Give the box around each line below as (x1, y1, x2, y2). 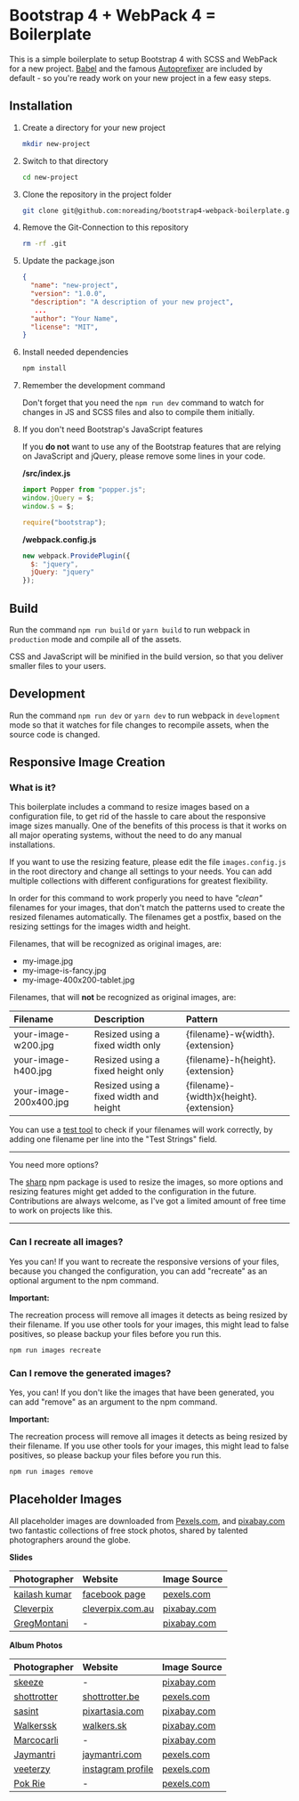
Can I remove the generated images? (9, 1366, 172, 1379)
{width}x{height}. (185, 1090, 257, 1103)
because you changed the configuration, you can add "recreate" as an (9, 1266, 268, 1276)
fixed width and (93, 1090, 159, 1103)
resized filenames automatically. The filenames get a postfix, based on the (9, 912, 282, 923)
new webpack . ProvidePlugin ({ (21, 551, 131, 560)
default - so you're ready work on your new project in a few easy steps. (9, 72, 271, 83)
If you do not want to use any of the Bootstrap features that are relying (21, 442, 282, 452)
